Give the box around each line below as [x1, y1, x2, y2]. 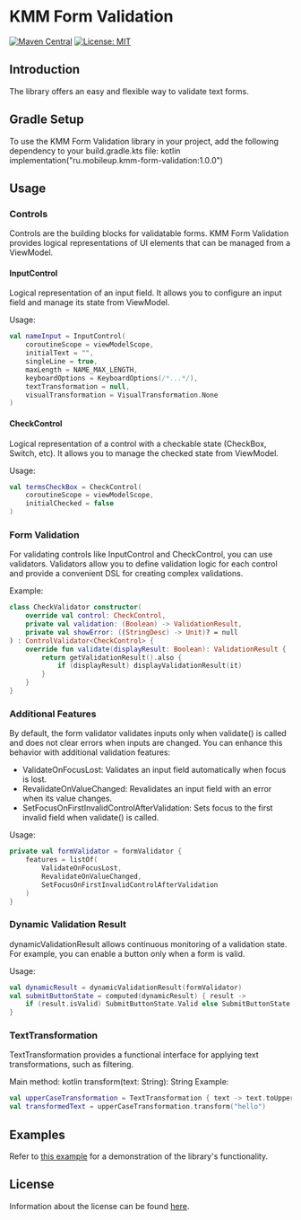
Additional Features [9, 707, 97, 720]
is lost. [21, 774, 47, 785]
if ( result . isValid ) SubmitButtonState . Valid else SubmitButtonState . [25, 999, 295, 1009]
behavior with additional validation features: [9, 747, 171, 758]
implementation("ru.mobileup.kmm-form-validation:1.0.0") [9, 154, 224, 165]
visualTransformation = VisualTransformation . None [25, 391, 219, 399]
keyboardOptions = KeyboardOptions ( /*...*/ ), [25, 373, 199, 382]
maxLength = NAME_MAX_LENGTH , [25, 365, 139, 374]
